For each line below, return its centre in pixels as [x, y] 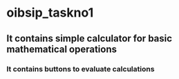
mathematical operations [62, 49]
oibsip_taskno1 [50, 13]
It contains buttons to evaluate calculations [81, 69]
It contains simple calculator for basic [89, 38]
